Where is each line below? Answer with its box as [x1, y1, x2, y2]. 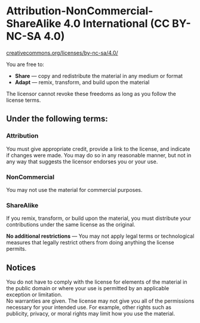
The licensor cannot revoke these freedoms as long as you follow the [6, 90, 176, 97]
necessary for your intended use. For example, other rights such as [6, 304, 172, 311]
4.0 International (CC [63, 17, 170, 30]
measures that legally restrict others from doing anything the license [6, 239, 174, 246]
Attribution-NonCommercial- [6, 4, 153, 18]
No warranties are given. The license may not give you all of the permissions [6, 297, 195, 305]
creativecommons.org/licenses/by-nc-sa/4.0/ [6, 49, 118, 56]
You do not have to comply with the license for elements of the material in [6, 278, 187, 285]
